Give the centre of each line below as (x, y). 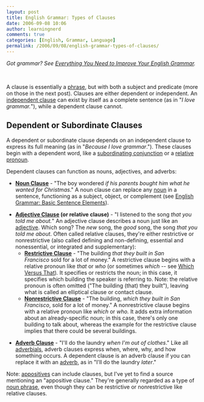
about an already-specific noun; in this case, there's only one (101, 318)
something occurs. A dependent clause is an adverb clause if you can (103, 355)
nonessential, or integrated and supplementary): (76, 247)
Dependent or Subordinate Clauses (75, 125)
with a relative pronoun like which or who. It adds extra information (108, 311)
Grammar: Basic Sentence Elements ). (62, 202)
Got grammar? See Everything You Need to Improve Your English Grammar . (101, 63)
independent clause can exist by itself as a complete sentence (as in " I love (101, 100)
